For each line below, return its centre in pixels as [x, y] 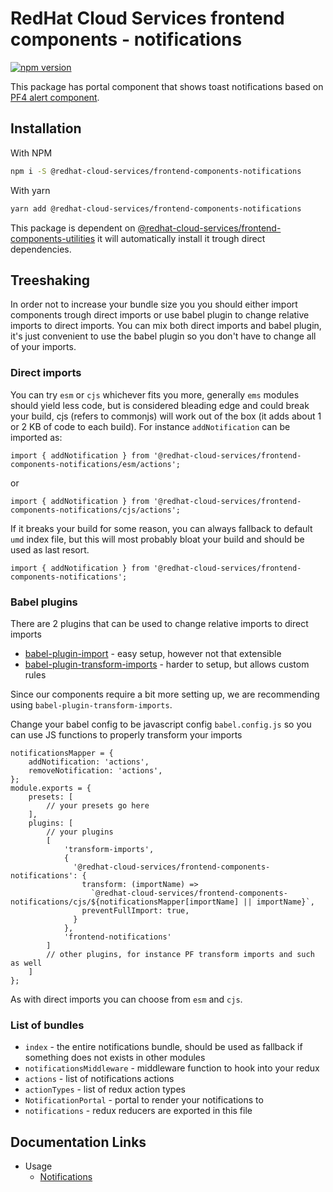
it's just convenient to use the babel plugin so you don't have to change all [163, 336]
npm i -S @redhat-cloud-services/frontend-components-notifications [156, 171]
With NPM [31, 153]
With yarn [30, 190]
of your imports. [43, 347]
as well [26, 963]
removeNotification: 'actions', [95, 770]
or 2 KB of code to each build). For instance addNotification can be [150, 426]
